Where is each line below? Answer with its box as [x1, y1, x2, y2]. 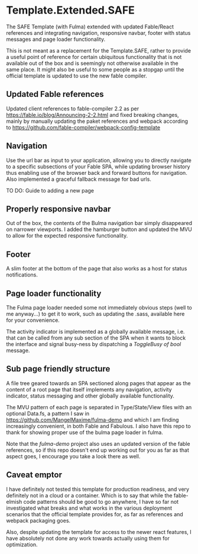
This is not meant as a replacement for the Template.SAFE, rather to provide [6, 47, 191, 54]
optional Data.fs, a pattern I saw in [6, 410, 90, 417]
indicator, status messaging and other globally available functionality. [6, 392, 174, 399]
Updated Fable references [6, 89, 105, 99]
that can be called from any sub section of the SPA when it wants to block [6, 334, 186, 341]
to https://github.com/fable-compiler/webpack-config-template [6, 123, 161, 131]
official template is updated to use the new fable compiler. [6, 72, 148, 79]
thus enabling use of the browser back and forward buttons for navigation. [6, 169, 187, 176]
